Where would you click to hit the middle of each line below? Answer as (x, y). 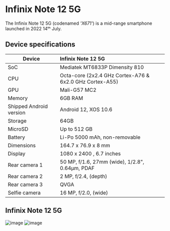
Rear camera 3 (25, 184)
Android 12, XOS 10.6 (86, 109)
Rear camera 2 (25, 176)
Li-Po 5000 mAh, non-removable (100, 137)
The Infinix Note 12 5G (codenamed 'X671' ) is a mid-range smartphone (79, 23)
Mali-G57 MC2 (78, 90)
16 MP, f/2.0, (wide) (84, 193)
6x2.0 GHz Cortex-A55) (89, 82)
